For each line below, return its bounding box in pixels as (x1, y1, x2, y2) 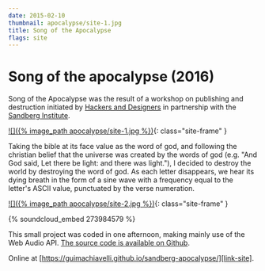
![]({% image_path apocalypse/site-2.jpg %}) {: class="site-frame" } (8, 199, 229, 208)
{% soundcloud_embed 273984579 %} (8, 215, 136, 224)
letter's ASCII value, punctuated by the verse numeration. (8, 184, 195, 193)
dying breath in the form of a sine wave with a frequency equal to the (8, 175, 233, 185)
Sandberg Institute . (8, 111, 70, 120)
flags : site (8, 33, 47, 42)
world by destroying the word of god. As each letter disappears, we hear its (8, 167, 255, 177)
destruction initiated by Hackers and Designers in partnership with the (8, 102, 237, 112)
